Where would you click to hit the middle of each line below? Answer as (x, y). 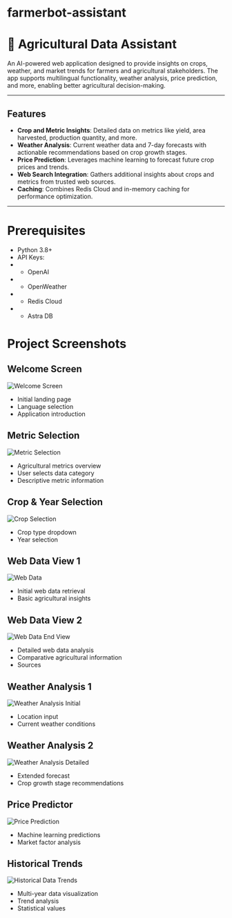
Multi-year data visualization (58, 894)
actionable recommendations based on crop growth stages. (102, 152)
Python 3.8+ (35, 249)
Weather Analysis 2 (50, 746)
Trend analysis (38, 901)
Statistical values (41, 908)
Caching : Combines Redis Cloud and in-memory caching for (103, 189)
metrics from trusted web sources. (66, 182)
